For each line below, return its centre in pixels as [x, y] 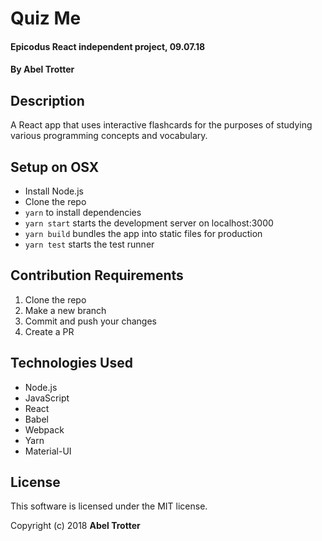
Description [47, 100]
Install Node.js [54, 191]
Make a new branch [65, 310]
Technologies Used [71, 363]
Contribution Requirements [97, 275]
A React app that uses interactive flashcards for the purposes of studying [161, 125]
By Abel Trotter [42, 69]
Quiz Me [46, 18]
